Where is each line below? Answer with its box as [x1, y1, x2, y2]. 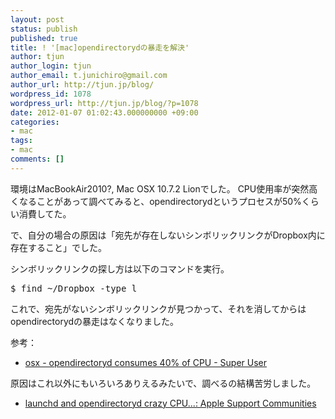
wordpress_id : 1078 [10, 89, 92, 99]
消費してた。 [18, 207, 72, 220]
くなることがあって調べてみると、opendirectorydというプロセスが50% [10, 195, 302, 207]
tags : [10, 136, 33, 146]
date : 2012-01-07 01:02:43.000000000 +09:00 [10, 107, 199, 118]
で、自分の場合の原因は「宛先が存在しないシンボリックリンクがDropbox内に [10, 229, 326, 241]
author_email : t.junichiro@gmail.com [10, 71, 168, 81]
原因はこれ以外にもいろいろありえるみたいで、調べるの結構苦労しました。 [10, 377, 317, 389]
